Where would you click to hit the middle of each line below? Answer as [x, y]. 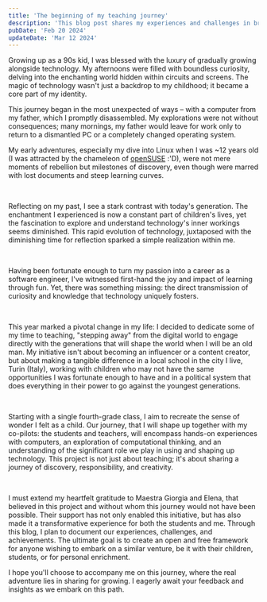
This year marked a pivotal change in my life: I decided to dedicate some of [132, 327]
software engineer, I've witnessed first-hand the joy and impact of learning [130, 280]
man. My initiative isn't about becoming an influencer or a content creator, [129, 352]
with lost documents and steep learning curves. [86, 176]
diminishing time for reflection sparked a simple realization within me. [122, 240]
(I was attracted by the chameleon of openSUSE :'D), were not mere [119, 159]
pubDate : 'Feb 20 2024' [48, 30]
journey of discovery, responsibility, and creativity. [91, 467]
